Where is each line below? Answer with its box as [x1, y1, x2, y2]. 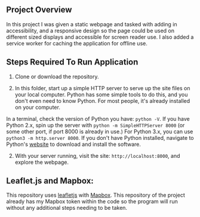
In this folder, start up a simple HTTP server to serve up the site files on [14, 84, 190, 91]
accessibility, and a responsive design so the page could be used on [6, 27, 175, 34]
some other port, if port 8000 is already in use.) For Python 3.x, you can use [6, 128, 193, 135]
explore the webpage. [14, 158, 69, 166]
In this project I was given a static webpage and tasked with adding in [6, 20, 177, 27]
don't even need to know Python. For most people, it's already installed [14, 97, 190, 104]
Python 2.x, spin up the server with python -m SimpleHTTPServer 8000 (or [6, 121, 185, 129]
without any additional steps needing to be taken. [6, 204, 127, 212]
